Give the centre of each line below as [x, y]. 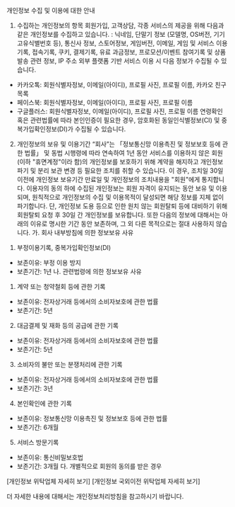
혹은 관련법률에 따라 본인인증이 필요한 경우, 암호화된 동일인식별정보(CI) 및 [118, 120]
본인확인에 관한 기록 [44, 403]
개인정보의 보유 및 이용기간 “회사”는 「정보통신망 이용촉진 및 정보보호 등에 [119, 144]
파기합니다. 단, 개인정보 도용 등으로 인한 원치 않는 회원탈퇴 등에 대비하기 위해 [122, 206]
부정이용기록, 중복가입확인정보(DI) [64, 247]
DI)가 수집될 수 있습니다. [92, 129]
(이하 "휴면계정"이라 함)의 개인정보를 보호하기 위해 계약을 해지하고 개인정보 [120, 162]
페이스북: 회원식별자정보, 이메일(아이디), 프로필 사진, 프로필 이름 [105, 102]
